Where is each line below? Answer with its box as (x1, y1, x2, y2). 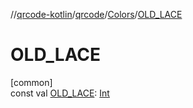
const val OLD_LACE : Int (10, 87, 110, 99)
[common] (10, 76, 53, 88)
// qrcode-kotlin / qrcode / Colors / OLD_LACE (10, 9, 183, 20)
